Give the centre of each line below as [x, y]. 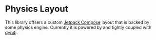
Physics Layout [37, 9]
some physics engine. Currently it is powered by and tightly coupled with [78, 27]
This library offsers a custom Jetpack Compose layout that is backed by [77, 22]
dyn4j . [11, 32]
